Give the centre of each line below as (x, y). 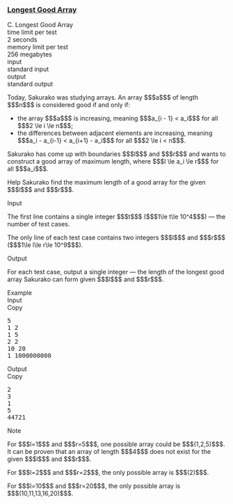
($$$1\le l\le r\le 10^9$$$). (45, 245)
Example (20, 293)
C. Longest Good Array (40, 25)
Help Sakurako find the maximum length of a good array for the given (107, 182)
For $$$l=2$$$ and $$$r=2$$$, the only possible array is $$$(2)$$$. (108, 473)
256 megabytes (30, 54)
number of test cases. (39, 224)
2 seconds (22, 40)
